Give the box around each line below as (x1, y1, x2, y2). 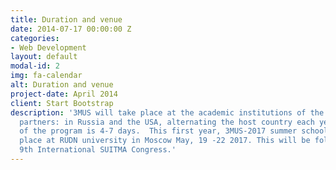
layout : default (10, 52, 78, 62)
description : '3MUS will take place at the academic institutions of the (10, 107, 325, 118)
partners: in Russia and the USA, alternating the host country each (19, 117, 315, 127)
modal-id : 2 (10, 61, 60, 71)
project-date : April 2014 (10, 89, 118, 99)
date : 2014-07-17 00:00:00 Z (10, 24, 132, 34)
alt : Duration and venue (10, 80, 114, 90)
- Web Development (10, 42, 87, 53)
